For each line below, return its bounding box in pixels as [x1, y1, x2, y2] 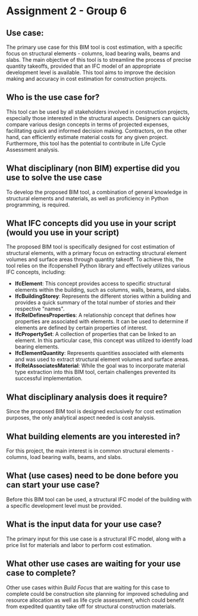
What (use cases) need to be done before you [6, 471, 178, 481]
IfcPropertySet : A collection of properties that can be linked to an [14, 331, 177, 338]
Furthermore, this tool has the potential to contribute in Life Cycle [6, 140, 166, 147]
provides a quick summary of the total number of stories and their [14, 299, 177, 306]
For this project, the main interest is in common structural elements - [6, 447, 174, 454]
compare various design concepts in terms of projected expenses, [6, 121, 169, 128]
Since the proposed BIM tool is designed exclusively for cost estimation [6, 408, 181, 415]
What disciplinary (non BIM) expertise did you [6, 164, 180, 174]
